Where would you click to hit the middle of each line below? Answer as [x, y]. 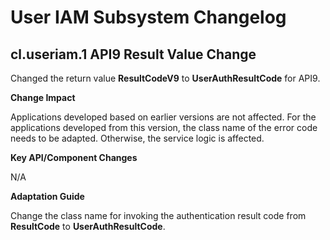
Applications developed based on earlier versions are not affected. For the [163, 117]
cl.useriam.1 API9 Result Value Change [133, 54]
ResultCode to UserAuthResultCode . [88, 226]
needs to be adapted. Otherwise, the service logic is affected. [137, 138]
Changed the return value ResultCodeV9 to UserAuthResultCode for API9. [165, 78]
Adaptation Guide [47, 196]
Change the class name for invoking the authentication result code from [158, 215]
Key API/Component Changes [74, 157]
